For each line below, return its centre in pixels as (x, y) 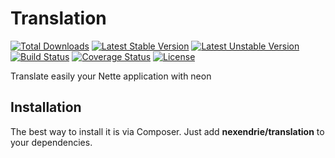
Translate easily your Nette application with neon (111, 76)
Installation (46, 107)
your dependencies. (51, 142)
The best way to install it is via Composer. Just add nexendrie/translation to (167, 131)
